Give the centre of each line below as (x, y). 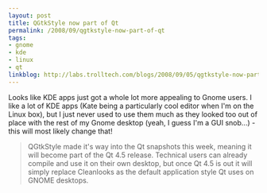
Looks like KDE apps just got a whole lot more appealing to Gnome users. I (130, 97)
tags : (17, 38)
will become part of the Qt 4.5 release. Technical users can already (137, 155)
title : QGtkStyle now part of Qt (64, 23)
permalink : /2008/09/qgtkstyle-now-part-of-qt (87, 30)
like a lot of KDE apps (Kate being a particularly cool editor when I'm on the (131, 106)
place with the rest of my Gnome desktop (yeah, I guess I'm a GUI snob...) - (132, 122)
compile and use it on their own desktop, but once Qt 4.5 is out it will (140, 163)
